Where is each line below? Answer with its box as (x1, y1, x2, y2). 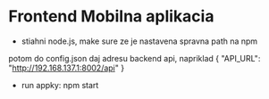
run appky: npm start (21, 79, 99, 90)
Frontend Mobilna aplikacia (8, 6, 214, 27)
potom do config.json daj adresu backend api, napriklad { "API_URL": (8, 53, 261, 63)
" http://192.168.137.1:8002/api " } (8, 62, 125, 73)
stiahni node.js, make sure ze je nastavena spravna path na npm (21, 36, 258, 46)
